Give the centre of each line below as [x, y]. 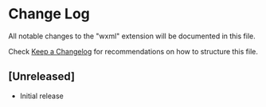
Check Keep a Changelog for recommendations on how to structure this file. [133, 51]
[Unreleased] [42, 77]
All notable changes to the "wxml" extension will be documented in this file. [132, 36]
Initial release [41, 96]
